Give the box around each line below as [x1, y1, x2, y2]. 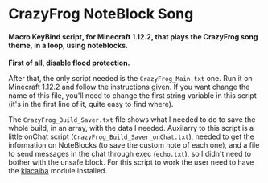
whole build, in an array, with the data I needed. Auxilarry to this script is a [8, 124, 254, 133]
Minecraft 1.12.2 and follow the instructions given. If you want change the [8, 82, 250, 92]
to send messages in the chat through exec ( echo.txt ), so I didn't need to [8, 149, 252, 159]
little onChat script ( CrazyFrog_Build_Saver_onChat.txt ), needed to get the [8, 132, 255, 141]
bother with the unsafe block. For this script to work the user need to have [8, 157, 254, 167]
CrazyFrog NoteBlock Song [8, 5, 194, 23]
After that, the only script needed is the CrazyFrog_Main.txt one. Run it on [8, 74, 253, 83]
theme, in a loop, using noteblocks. [8, 40, 129, 50]
